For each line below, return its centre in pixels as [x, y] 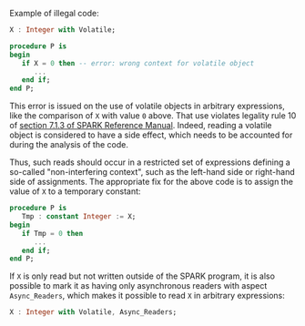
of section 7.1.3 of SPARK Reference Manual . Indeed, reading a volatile [141, 126]
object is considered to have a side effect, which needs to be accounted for [151, 135]
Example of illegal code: [55, 13]
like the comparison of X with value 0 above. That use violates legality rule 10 [153, 116]
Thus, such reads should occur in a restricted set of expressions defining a [150, 162]
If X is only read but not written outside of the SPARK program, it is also [142, 276]
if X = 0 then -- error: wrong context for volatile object [138, 63]
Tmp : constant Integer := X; [79, 217]
